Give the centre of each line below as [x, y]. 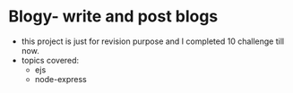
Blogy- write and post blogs [113, 17]
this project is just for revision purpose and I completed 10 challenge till [152, 41]
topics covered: [50, 60]
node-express [60, 79]
